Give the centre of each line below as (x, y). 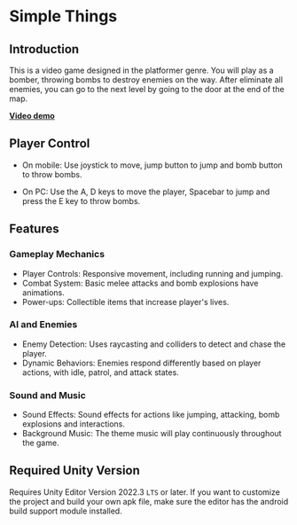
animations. (43, 292)
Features (34, 229)
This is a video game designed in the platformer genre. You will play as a (141, 70)
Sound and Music (47, 395)
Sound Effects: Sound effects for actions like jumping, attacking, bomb (151, 415)
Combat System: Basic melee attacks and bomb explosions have (140, 283)
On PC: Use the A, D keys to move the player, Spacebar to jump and (146, 192)
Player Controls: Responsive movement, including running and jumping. (152, 273)
